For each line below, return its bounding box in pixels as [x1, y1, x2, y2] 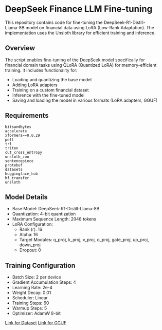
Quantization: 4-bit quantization [12, 211, 76, 217]
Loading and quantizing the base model [12, 76, 92, 82]
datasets [5, 167, 23, 172]
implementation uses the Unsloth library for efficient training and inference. [5, 30, 156, 36]
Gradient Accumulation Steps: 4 [12, 279, 76, 285]
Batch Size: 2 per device [12, 274, 61, 280]
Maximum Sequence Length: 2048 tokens [12, 216, 96, 222]
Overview [5, 44, 36, 52]
